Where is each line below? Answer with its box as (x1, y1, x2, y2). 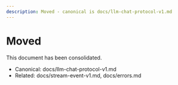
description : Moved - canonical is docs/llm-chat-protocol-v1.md (6, 8, 172, 15)
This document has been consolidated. (6, 54, 102, 61)
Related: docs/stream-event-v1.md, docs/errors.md (14, 72, 142, 79)
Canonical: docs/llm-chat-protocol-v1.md (14, 65, 116, 73)
